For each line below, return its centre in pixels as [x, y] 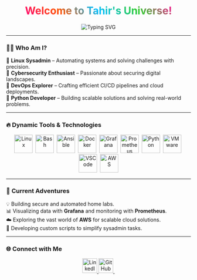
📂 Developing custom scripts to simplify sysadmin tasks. [74, 228]
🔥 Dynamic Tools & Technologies [54, 125]
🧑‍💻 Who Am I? [27, 48]
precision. [18, 67]
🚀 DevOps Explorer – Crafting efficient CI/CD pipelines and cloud [85, 86]
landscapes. [21, 79]
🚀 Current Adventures [38, 191]
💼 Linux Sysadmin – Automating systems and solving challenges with [90, 60]
